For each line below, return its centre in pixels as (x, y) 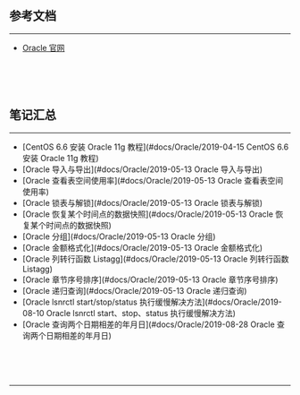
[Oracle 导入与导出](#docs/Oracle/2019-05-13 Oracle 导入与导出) (142, 169)
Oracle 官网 (43, 47)
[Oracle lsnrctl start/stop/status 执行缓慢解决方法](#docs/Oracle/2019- (152, 302)
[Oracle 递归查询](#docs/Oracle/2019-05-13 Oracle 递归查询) (134, 290)
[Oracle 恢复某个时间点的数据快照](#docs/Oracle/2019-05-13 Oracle (148, 214)
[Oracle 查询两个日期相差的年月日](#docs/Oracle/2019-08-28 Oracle (148, 324)
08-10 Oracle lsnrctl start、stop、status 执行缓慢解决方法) (129, 313)
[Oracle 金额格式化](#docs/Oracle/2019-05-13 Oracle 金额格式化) (142, 247)
